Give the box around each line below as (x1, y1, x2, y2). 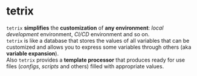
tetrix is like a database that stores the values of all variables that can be (6, 37, 190, 44)
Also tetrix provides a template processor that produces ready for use (6, 56, 186, 63)
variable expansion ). (6, 49, 59, 57)
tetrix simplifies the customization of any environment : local (6, 24, 164, 31)
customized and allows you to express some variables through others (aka (6, 43, 192, 51)
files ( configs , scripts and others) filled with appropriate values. (6, 62, 164, 70)
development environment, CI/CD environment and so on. (6, 30, 150, 37)
